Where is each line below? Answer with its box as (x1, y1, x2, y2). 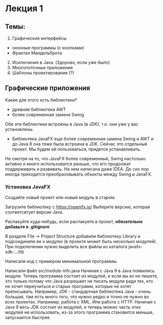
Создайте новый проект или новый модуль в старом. (5, 195, 116, 200)
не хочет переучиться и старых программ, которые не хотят (5, 283, 131, 289)
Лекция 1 (5, 3, 43, 14)
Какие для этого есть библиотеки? (5, 97, 77, 103)
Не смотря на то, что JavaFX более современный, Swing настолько (5, 155, 146, 161)
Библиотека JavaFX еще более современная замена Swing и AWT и (12, 135, 154, 142)
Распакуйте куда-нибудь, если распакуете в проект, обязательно (5, 218, 143, 225)
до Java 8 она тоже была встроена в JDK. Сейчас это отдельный (12, 141, 147, 147)
